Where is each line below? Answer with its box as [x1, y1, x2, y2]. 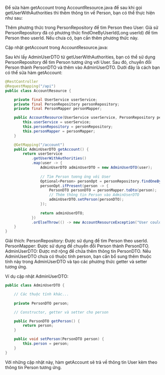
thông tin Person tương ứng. [5, 364, 62, 370]
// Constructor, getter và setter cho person [14, 310, 109, 315]
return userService [23, 151, 63, 157]
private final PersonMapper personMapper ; [14, 106, 102, 111]
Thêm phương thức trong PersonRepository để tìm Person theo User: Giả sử [5, 25, 159, 30]
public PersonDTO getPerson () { [14, 319, 80, 323]
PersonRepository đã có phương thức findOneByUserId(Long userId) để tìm [5, 30, 158, 35]
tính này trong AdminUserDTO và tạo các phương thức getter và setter [5, 259, 147, 265]
